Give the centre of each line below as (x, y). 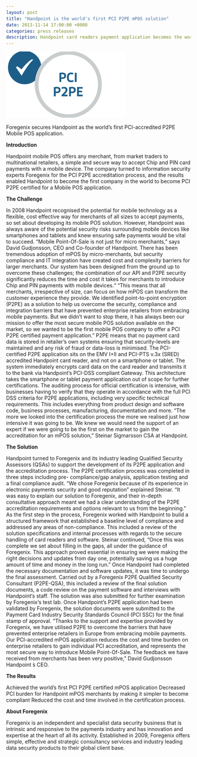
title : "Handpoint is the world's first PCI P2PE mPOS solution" (87, 19)
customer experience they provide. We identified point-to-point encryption (96, 298)
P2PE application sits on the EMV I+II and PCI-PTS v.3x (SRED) (103, 354)
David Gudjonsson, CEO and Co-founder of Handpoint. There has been (92, 248)
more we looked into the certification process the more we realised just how (98, 417)
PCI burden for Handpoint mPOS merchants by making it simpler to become (97, 694)
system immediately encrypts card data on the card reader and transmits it (96, 367)
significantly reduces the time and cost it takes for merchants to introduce (95, 279)
